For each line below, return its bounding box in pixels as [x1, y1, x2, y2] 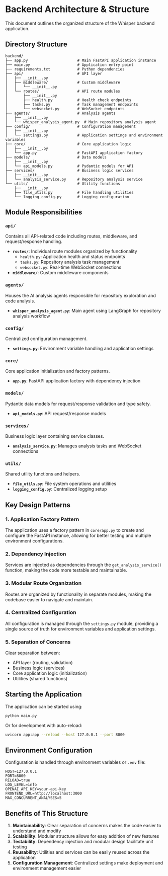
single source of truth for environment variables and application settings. [5, 625, 156, 632]
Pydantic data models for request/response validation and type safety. [5, 401, 151, 407]
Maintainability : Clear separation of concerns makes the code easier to [12, 823, 161, 829]
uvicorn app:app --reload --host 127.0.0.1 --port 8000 [5, 732, 125, 737]
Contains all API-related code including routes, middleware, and [5, 233, 137, 240]
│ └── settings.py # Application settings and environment [5, 132, 163, 138]
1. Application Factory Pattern [5, 516, 79, 523]
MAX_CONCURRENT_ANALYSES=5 [5, 795, 62, 801]
